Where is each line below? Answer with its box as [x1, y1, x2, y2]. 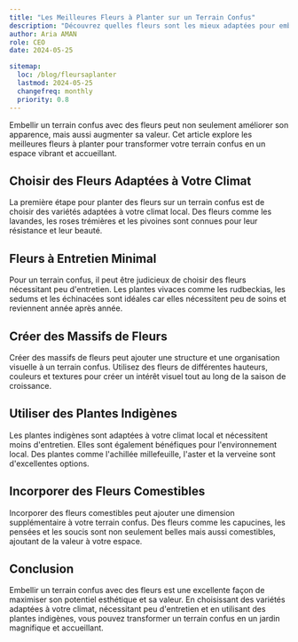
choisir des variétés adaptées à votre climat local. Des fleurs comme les [9, 206, 272, 218]
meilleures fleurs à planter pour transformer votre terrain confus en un [9, 139, 266, 149]
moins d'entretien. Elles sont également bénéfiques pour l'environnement [9, 439, 278, 449]
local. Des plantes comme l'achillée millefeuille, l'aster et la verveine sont [9, 448, 276, 459]
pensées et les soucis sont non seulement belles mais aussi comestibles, [9, 526, 277, 537]
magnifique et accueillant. [9, 622, 104, 633]
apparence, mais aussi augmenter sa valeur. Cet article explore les [9, 129, 253, 139]
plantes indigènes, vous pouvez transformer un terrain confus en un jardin [9, 614, 281, 624]
